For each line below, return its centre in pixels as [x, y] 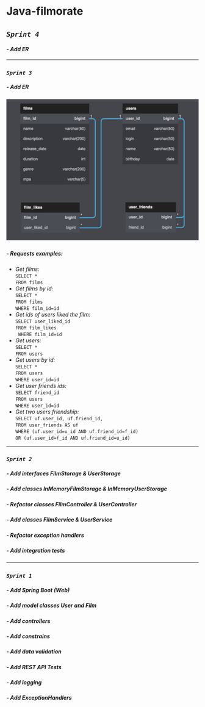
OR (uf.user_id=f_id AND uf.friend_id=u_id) [73, 438]
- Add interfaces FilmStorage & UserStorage [63, 473]
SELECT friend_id [37, 393]
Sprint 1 [19, 576]
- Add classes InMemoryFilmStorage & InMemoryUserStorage [87, 489]
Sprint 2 [19, 459]
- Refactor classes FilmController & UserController [72, 504]
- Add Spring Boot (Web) [38, 590]
